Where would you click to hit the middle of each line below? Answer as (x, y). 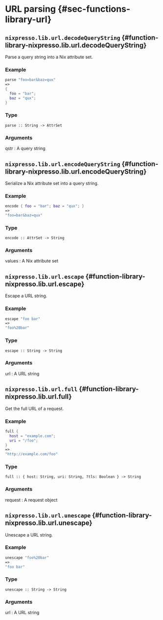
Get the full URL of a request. (35, 409)
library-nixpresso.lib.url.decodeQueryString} (76, 45)
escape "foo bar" (23, 319)
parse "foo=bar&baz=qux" (30, 80)
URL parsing (31, 9)
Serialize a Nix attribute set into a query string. (52, 183)
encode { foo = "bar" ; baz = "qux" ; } (45, 206)
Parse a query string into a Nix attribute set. (49, 57)
